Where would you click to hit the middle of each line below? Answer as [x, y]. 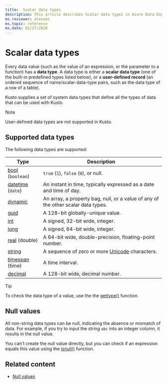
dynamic [18, 202]
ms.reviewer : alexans [28, 19]
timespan [19, 259]
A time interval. [61, 262]
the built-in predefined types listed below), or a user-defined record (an [79, 77]
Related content [30, 364]
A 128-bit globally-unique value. [82, 213]
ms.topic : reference [27, 24]
